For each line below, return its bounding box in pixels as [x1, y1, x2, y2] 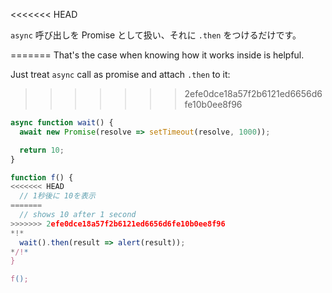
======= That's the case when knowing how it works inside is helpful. [10, 49, 305, 61]
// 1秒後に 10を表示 [19, 191, 96, 201]
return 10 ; [19, 145, 65, 155]
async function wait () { [10, 118, 114, 128]
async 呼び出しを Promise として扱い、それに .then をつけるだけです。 [10, 29, 302, 41]
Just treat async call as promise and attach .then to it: [10, 69, 231, 80]
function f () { [10, 172, 74, 183]
